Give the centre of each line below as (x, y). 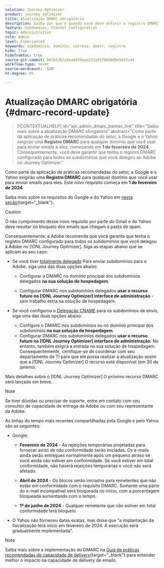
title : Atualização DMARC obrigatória (45, 19)
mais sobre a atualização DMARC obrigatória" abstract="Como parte (86, 131)
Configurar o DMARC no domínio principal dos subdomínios (80, 276)
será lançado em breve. (29, 382)
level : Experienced (25, 42)
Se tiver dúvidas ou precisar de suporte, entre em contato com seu (73, 401)
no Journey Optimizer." (40, 162)
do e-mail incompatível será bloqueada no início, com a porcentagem (90, 491)
